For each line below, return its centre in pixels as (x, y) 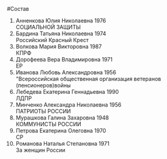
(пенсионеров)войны (43, 85)
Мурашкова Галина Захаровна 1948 (62, 118)
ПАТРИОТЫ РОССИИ (43, 111)
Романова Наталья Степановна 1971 (63, 143)
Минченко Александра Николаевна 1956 (69, 105)
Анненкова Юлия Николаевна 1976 (61, 20)
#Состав (18, 9)
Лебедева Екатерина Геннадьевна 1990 (67, 92)
